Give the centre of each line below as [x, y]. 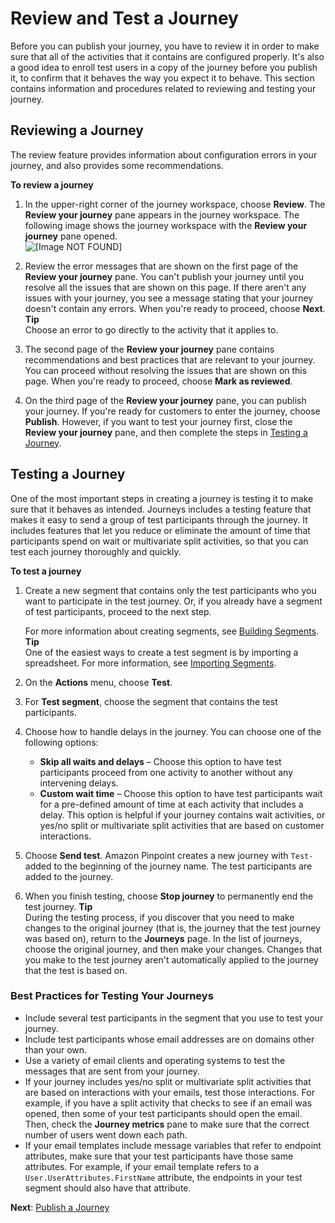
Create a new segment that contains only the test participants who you [170, 590]
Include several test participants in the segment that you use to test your [174, 1018]
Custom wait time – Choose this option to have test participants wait [181, 793]
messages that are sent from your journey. [112, 1071]
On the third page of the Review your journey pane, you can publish [165, 400]
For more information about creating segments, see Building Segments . [172, 631]
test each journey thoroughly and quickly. [96, 551]
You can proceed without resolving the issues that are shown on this [166, 370]
